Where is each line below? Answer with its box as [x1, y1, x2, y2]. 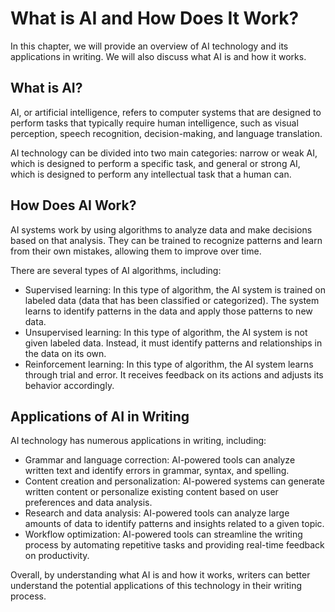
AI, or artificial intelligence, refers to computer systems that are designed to [10, 106, 322, 118]
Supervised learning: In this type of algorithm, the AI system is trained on [24, 283, 326, 296]
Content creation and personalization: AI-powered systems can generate [24, 475, 326, 487]
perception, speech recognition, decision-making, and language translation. [10, 127, 323, 139]
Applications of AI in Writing [10, 408, 190, 425]
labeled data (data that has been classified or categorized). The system [24, 294, 320, 306]
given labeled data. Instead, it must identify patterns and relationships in [24, 337, 323, 349]
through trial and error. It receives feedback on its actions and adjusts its [24, 368, 324, 381]
